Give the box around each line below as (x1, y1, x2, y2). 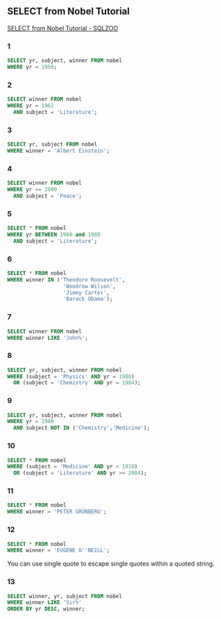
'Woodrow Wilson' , (62, 283, 116, 290)
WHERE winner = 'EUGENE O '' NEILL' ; (7, 547, 110, 554)
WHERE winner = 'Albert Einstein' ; (7, 147, 110, 154)
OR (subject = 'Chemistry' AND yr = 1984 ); (13, 379, 141, 386)
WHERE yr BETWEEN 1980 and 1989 (7, 231, 100, 238)
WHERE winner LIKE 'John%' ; (7, 334, 89, 341)
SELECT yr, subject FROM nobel (7, 141, 98, 148)
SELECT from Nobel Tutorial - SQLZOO (7, 24, 118, 32)
